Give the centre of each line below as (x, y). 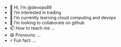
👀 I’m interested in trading (35, 12)
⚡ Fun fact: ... (23, 40)
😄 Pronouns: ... (25, 35)
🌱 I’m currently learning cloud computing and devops (63, 18)
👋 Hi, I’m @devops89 (31, 7)
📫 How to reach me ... (32, 28)
